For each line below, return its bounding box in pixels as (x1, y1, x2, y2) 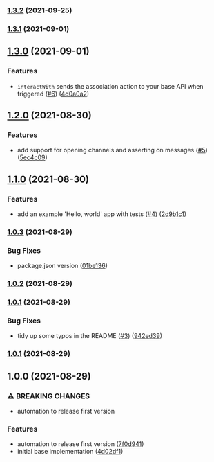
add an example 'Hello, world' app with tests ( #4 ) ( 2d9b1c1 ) (17, 210, 187, 218)
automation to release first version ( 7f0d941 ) (17, 440, 144, 448)
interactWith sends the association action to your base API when (17, 82, 204, 90)
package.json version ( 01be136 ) (17, 262, 108, 270)
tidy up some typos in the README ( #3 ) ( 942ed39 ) (17, 332, 163, 340)
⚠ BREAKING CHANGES (7, 391, 90, 400)
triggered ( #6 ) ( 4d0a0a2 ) (17, 89, 90, 98)
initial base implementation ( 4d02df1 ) (17, 447, 124, 456)
